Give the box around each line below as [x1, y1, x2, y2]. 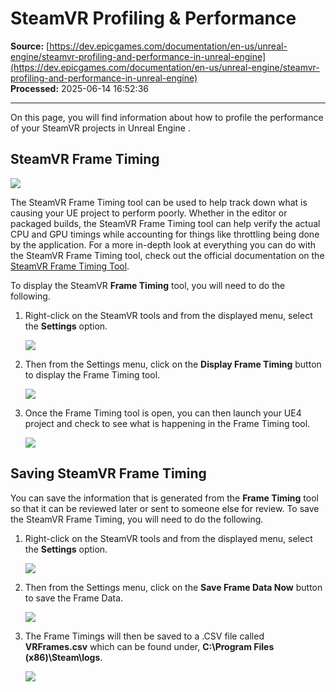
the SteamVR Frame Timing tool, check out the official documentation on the [10, 249, 325, 261]
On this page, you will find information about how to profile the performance [10, 111, 324, 123]
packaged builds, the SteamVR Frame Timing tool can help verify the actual [10, 217, 321, 229]
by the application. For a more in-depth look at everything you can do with [10, 238, 317, 251]
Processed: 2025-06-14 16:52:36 [10, 82, 149, 94]
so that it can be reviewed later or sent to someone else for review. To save [10, 502, 320, 514]
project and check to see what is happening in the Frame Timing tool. [24, 417, 311, 429]
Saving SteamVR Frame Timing [10, 465, 207, 482]
